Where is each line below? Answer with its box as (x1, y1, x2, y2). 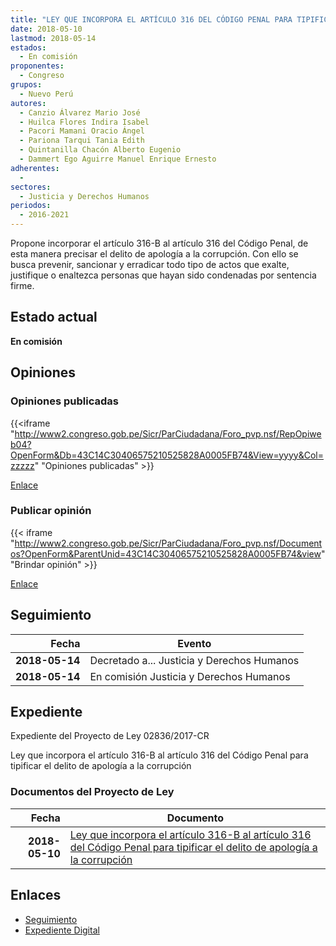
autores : (10, 98, 47, 108)
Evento (177, 636, 212, 650)
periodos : (10, 201, 52, 211)
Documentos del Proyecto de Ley (10, 785, 175, 799)
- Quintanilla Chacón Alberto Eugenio (19, 145, 182, 155)
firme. (10, 280, 35, 291)
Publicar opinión (10, 504, 92, 518)
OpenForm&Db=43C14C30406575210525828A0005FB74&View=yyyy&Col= (10, 449, 324, 461)
